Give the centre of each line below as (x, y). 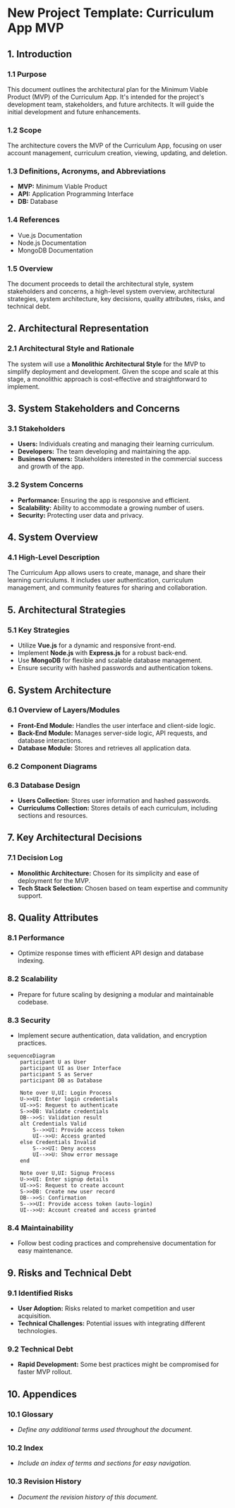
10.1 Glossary (30, 1414)
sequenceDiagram (31, 1056)
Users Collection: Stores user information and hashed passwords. (114, 801)
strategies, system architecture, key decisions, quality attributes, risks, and (116, 299)
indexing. (31, 961)
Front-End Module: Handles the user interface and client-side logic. (116, 725)
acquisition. (34, 1315)
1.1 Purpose (27, 74)
